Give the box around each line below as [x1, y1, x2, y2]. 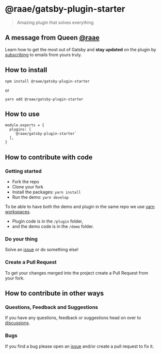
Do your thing [5, 235, 38, 242]
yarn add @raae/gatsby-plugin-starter [5, 96, 83, 102]
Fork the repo [12, 179, 40, 185]
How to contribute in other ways [5, 289, 104, 298]
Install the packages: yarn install [12, 189, 81, 195]
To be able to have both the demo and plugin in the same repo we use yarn [5, 204, 155, 210]
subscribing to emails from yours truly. [5, 52, 82, 57]
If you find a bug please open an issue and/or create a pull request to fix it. [5, 343, 154, 349]
